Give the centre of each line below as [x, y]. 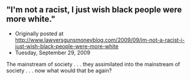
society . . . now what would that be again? [59, 70]
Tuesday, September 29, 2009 [53, 53]
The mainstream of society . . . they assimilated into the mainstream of [93, 64]
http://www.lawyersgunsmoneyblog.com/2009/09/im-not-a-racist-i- [100, 40]
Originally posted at [39, 33]
